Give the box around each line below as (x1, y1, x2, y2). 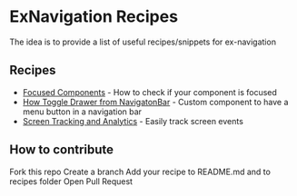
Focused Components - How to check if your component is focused (22, 86, 277, 97)
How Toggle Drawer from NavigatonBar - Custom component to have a (22, 96, 289, 107)
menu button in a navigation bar (22, 106, 143, 117)
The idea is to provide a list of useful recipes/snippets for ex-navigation (9, 36, 277, 47)
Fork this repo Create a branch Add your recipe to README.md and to (9, 166, 271, 177)
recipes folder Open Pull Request (9, 175, 134, 187)
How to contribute (9, 142, 114, 158)
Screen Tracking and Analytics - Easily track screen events (22, 115, 243, 126)
